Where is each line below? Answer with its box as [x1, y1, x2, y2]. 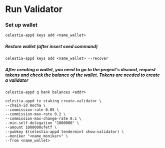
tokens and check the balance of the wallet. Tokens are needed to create [5, 72, 160, 78]
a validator [5, 77, 28, 83]
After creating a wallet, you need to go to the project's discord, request [5, 67, 156, 73]
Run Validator [5, 4, 63, 15]
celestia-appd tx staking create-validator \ [5, 99, 101, 104]
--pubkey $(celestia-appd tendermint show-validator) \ [5, 129, 124, 134]
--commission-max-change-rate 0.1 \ [5, 116, 81, 121]
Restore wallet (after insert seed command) [5, 44, 98, 50]
